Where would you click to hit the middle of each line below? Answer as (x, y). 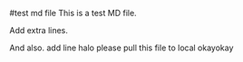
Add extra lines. (39, 30)
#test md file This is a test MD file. (73, 13)
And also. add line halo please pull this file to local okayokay (121, 48)
